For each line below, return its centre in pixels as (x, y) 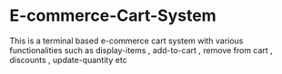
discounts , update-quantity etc (68, 60)
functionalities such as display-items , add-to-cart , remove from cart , (141, 50)
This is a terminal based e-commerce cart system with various (126, 41)
